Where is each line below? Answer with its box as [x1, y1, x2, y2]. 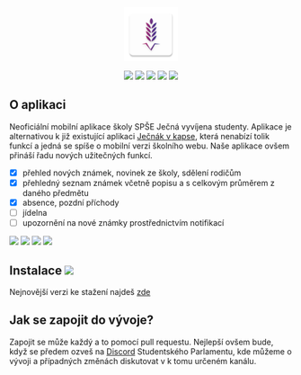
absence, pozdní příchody [22, 197, 120, 208]
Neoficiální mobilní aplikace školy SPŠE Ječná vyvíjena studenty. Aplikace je [9, 121, 292, 132]
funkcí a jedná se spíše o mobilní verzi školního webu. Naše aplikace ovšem [9, 140, 290, 151]
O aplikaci [9, 97, 66, 112]
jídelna [22, 208, 48, 218]
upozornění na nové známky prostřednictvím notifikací [22, 218, 225, 228]
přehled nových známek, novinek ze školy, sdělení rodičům [22, 167, 242, 178]
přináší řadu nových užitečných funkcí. [9, 149, 153, 160]
